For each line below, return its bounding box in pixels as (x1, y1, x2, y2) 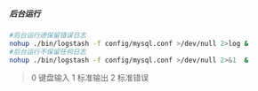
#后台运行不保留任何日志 (9, 47, 86, 57)
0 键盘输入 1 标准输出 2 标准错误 (30, 72, 149, 83)
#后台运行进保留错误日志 (9, 31, 86, 40)
